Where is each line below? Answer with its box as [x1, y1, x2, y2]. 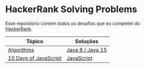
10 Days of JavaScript [8, 54, 62, 61]
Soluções [75, 38, 99, 45]
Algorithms [8, 46, 34, 53]
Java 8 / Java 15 [66, 46, 107, 53]
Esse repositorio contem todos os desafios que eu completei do [5, 20, 140, 26]
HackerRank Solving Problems [5, 4, 137, 15]
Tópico [26, 38, 44, 45]
